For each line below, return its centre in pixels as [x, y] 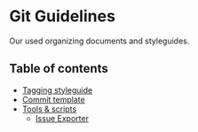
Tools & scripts [49, 109]
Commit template [54, 99]
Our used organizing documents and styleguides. [99, 41]
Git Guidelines [62, 16]
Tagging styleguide [57, 89]
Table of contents [59, 69]
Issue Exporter [62, 118]
